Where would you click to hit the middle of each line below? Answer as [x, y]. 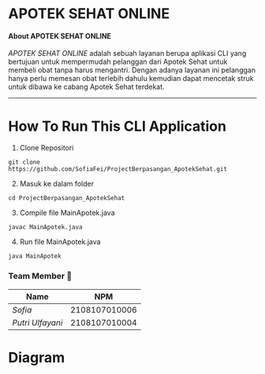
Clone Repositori [47, 148]
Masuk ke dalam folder [57, 184]
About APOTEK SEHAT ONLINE [60, 35]
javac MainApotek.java [45, 228]
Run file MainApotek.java [60, 242]
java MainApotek [35, 257]
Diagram [37, 357]
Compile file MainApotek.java [67, 213]
